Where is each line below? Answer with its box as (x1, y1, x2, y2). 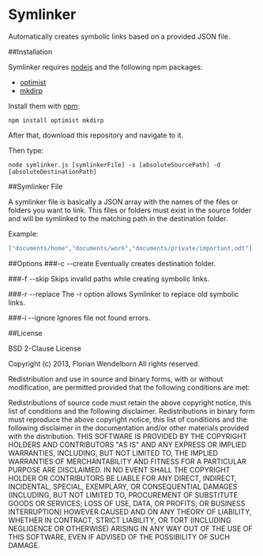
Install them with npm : (8, 101, 81, 111)
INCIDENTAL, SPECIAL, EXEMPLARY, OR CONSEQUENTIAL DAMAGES (8, 482, 238, 491)
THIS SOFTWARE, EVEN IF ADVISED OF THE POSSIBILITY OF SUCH (8, 532, 231, 542)
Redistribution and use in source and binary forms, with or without (8, 374, 224, 384)
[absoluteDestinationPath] (8, 167, 97, 175)
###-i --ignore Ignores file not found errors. (8, 313, 151, 322)
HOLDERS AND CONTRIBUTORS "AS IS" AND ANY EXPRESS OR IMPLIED (8, 440, 247, 449)
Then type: (8, 145, 44, 155)
